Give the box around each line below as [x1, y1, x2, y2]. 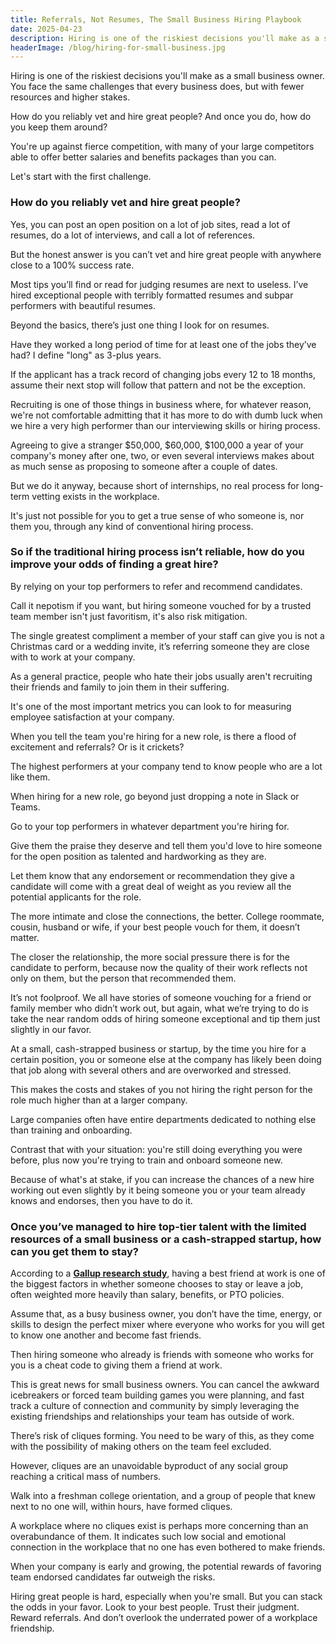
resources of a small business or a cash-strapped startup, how [10, 1232, 322, 1246]
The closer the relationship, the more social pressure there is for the [10, 951, 290, 963]
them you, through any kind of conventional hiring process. [10, 520, 254, 532]
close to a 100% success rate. [10, 259, 135, 271]
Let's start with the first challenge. [10, 171, 152, 183]
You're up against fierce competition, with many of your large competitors [10, 141, 315, 153]
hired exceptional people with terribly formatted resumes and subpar [10, 289, 294, 301]
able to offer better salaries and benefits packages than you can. [10, 151, 277, 163]
